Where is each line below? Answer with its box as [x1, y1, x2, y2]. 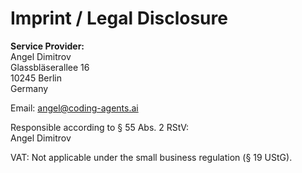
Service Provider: [10, 40, 85, 52]
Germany [10, 82, 49, 94]
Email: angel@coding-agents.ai [10, 102, 139, 114]
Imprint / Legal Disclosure [10, 7, 228, 30]
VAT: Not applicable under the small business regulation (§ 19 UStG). [10, 151, 293, 163]
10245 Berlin [10, 72, 62, 84]
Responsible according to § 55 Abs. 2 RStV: [10, 121, 190, 133]
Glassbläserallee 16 [10, 61, 90, 73]
